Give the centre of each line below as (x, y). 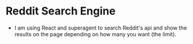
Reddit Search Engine (61, 11)
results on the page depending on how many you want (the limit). (95, 34)
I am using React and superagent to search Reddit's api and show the (101, 28)
